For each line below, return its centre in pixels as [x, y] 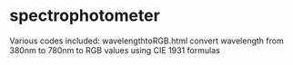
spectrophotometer [85, 16]
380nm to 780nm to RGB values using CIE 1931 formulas [115, 50]
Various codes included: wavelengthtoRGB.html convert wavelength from [146, 41]
